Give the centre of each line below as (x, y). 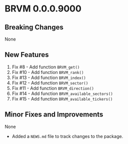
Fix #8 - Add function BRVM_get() (46, 67)
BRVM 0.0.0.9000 (43, 9)
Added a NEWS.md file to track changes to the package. (67, 136)
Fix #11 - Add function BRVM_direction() (53, 88)
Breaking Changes (34, 27)
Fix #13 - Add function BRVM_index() (49, 77)
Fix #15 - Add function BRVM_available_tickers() (62, 98)
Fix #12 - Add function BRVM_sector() (50, 82)
